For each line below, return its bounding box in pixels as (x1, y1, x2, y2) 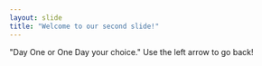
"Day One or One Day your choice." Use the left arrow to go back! (9, 46, 254, 57)
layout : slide (9, 13, 63, 23)
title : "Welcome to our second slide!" (9, 22, 160, 31)
